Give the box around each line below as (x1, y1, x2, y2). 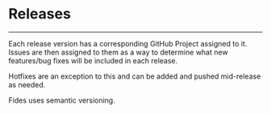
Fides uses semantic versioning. (8, 95, 115, 105)
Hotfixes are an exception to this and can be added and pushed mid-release (8, 71, 261, 81)
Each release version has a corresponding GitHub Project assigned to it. (8, 38, 248, 48)
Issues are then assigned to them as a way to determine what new (8, 47, 228, 57)
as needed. (8, 79, 46, 89)
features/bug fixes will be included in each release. (8, 55, 178, 65)
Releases (8, 5, 71, 23)
